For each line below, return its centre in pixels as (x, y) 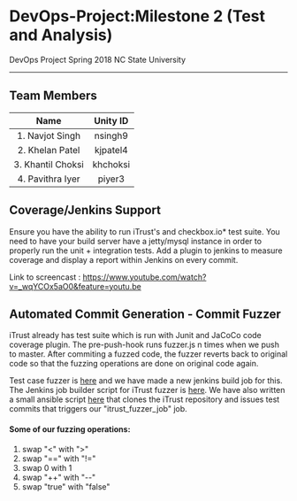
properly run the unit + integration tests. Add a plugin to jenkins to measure (146, 250)
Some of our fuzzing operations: (70, 429)
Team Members (53, 96)
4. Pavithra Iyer (49, 179)
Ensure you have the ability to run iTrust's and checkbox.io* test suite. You (145, 231)
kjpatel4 (111, 150)
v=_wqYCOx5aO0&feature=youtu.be (75, 286)
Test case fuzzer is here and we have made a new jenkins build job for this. (146, 381)
